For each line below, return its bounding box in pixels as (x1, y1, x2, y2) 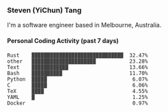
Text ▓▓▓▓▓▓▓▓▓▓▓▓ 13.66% (7, 64, 148, 70)
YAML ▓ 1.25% (7, 94, 148, 100)
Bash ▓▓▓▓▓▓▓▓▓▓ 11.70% (7, 70, 148, 76)
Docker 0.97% (7, 100, 148, 107)
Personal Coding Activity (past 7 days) (7, 36, 120, 44)
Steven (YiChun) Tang (7, 5, 82, 15)
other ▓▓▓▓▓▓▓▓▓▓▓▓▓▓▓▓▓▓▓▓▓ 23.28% (7, 57, 148, 65)
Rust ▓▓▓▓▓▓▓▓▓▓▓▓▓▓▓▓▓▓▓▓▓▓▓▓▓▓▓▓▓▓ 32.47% (7, 52, 148, 59)
